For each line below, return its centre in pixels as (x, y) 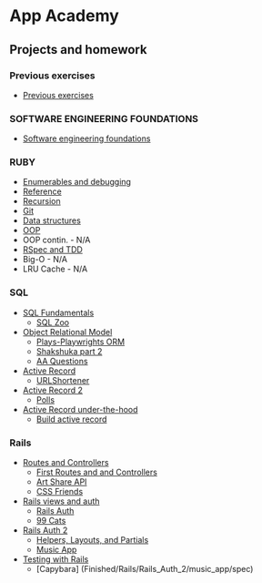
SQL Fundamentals (58, 312)
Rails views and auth (61, 501)
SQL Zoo (53, 322)
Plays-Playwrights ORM (81, 342)
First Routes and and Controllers (96, 472)
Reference (42, 191)
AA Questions (62, 361)
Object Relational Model (67, 332)
